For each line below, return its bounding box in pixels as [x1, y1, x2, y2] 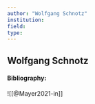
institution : [7, 17, 45, 23]
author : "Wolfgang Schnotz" [7, 10, 88, 17]
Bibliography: [7, 74, 47, 83]
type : [7, 29, 23, 37]
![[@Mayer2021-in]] [7, 89, 63, 97]
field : [7, 23, 26, 30]
